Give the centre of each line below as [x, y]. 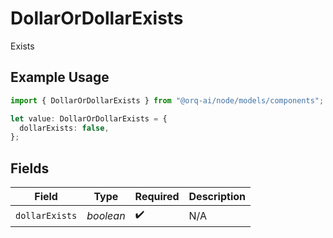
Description [217, 197]
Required [157, 197]
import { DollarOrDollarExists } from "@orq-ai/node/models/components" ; [167, 100]
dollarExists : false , [64, 128]
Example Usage [60, 77]
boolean [106, 215]
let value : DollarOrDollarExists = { [89, 118]
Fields [30, 168]
